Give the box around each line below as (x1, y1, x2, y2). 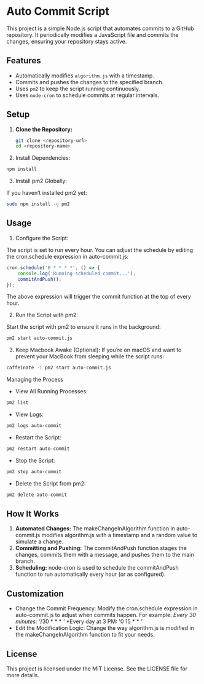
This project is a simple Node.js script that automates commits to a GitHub (6, 25, 195, 32)
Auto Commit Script (6, 4, 109, 18)
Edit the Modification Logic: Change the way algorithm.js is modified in (15, 624, 195, 632)
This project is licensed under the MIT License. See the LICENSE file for (6, 665, 188, 672)
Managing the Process (6, 376, 63, 383)
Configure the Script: (15, 234, 69, 242)
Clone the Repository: (15, 125, 73, 133)
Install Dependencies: (15, 154, 71, 162)
